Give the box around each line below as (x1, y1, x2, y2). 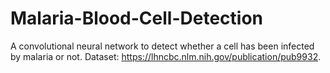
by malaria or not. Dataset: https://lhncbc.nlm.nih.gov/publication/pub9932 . (10, 50, 322, 62)
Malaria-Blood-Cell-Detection (10, 7, 264, 30)
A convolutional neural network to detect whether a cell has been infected (10, 40, 315, 52)
